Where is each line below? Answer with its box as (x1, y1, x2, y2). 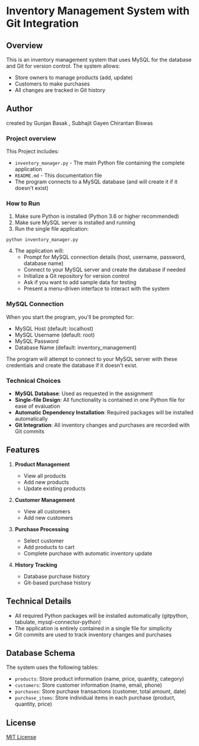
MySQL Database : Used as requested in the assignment (14, 390, 153, 397)
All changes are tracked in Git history (14, 87, 106, 93)
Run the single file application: (14, 226, 89, 233)
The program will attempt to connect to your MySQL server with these (6, 355, 178, 363)
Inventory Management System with (6, 4, 190, 18)
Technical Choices (6, 376, 61, 385)
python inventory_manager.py (6, 237, 78, 243)
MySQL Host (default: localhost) (14, 325, 94, 332)
